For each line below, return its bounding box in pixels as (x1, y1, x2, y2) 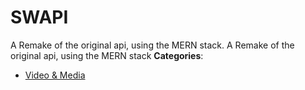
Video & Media (24, 69, 86, 81)
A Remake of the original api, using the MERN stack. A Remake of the (10, 39, 295, 51)
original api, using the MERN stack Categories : (10, 49, 204, 61)
